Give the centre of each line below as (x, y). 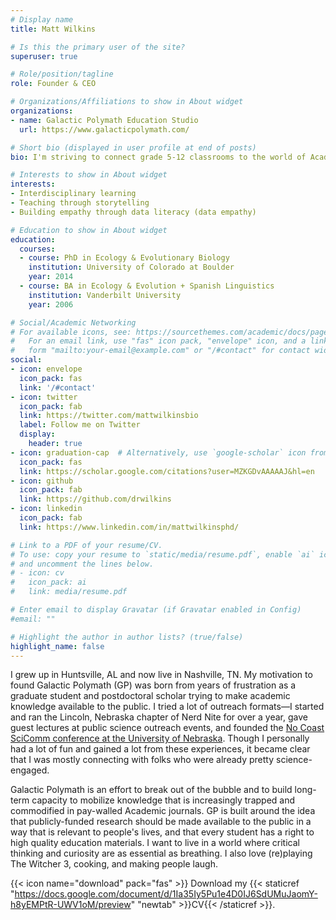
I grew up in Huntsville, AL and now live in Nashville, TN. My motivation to (161, 675)
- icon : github (42, 481)
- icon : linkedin (46, 509)
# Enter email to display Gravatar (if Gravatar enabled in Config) (156, 610)
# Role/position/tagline (62, 74)
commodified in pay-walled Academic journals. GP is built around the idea (163, 811)
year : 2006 (51, 304)
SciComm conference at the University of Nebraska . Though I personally (160, 738)
